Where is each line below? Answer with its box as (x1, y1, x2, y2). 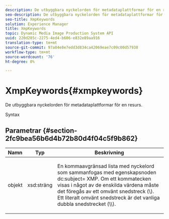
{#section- (42, 126, 77, 135)
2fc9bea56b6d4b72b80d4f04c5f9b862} (5, 134, 138, 143)
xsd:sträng (27, 182, 53, 188)
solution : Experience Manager (5, 21, 69, 27)
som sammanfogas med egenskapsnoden (57, 169, 157, 176)
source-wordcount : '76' (5, 54, 55, 60)
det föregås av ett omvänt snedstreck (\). (57, 188, 154, 195)
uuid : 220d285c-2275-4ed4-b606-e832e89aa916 (5, 36, 100, 41)
